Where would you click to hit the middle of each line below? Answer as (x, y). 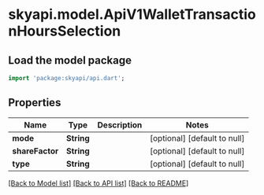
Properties (35, 103)
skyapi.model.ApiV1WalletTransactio (132, 15)
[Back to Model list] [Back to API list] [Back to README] (99, 183)
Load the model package (70, 60)
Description (120, 125)
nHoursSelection (65, 31)
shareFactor (35, 151)
